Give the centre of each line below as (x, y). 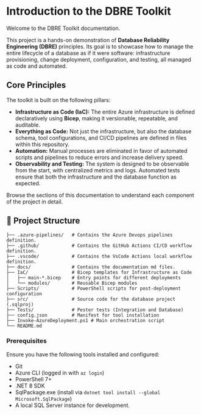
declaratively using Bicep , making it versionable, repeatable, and (96, 118)
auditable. (28, 125)
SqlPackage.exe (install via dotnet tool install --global (88, 392)
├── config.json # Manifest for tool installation (83, 315)
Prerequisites (26, 341)
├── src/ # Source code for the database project (91, 299)
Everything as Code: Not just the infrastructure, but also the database (103, 131)
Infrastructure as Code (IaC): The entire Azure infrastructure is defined (105, 112)
